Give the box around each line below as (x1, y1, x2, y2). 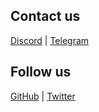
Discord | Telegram (10, 34, 90, 46)
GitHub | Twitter (10, 90, 76, 102)
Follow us (10, 64, 72, 81)
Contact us (10, 8, 81, 25)
